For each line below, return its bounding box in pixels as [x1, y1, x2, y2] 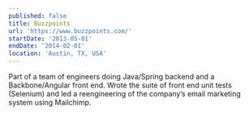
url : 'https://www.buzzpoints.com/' [8, 27, 132, 35]
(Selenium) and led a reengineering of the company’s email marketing [8, 89, 241, 98]
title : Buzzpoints [8, 19, 71, 28]
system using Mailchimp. [8, 98, 92, 107]
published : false [8, 11, 67, 20]
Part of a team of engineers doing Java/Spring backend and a [8, 72, 215, 81]
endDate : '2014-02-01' [8, 42, 85, 50]
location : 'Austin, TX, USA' [8, 49, 107, 57]
